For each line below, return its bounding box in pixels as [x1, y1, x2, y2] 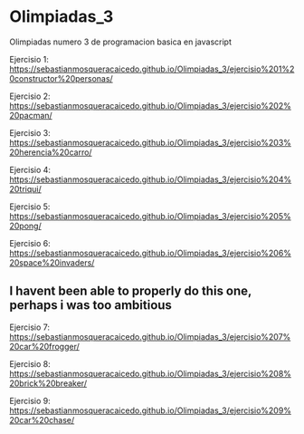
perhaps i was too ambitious [9, 297, 172, 313]
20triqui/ [9, 183, 43, 194]
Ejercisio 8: [9, 358, 52, 369]
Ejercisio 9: [9, 395, 52, 406]
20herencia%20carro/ [9, 147, 92, 158]
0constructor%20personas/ [9, 72, 113, 83]
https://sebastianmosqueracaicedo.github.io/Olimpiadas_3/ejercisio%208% [9, 368, 292, 379]
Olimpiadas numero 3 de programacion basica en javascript [9, 36, 233, 47]
